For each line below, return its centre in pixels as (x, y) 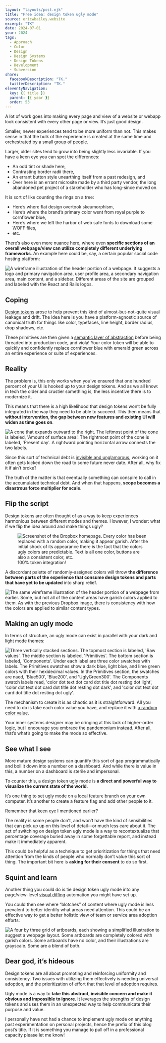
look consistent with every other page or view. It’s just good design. (74, 122)
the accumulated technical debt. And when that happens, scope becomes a (83, 482)
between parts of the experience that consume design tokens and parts (81, 577)
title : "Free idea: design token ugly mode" (52, 14)
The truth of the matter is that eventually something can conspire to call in (81, 477)
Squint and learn (31, 878)
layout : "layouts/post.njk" (34, 10)
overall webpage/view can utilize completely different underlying (74, 248)
